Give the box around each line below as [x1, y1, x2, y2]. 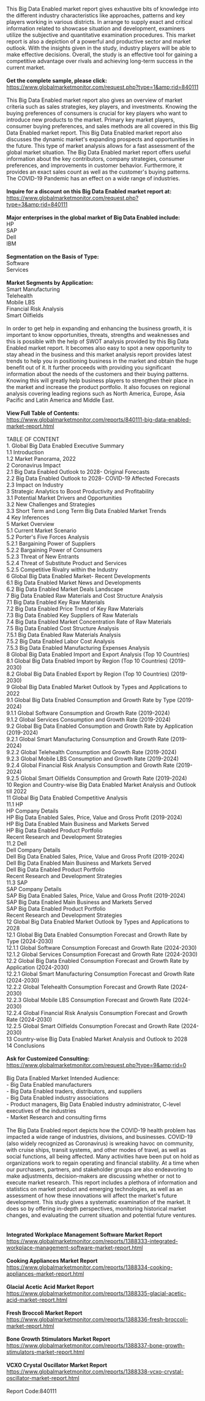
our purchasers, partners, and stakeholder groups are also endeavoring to [6, 1166, 193, 1173]
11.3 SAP [6, 879, 28, 886]
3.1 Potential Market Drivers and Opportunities [6, 494, 122, 501]
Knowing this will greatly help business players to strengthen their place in [6, 377, 194, 384]
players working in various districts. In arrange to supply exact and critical [6, 18, 193, 25]
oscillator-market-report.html [6, 1375, 80, 1381]
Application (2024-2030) [6, 963, 69, 971]
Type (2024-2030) [6, 938, 54, 944]
